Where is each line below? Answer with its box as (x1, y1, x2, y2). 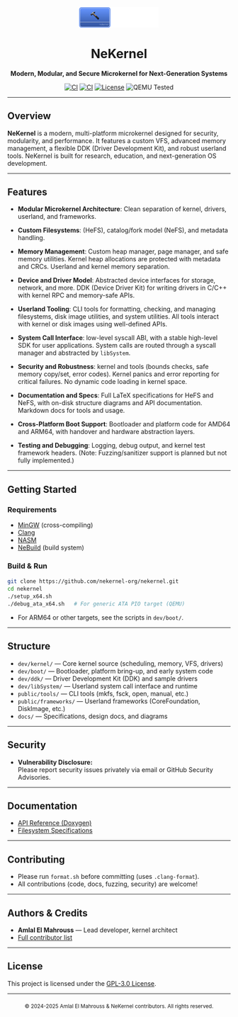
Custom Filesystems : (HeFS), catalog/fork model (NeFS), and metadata (17, 226, 229, 234)
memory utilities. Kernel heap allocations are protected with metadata (17, 255, 221, 263)
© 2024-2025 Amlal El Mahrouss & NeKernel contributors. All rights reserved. (24, 1002, 214, 1010)
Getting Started (7, 483, 77, 495)
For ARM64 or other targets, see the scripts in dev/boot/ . (17, 613, 184, 622)
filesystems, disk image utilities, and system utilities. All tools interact (17, 312, 220, 321)
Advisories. (17, 773, 51, 781)
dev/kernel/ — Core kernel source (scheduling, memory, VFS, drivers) (17, 659, 224, 668)
